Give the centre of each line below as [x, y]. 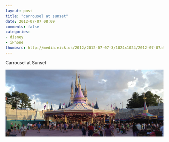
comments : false [22, 27]
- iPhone [14, 43]
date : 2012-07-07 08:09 [30, 21]
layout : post [19, 11]
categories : [18, 32]
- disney [14, 37]
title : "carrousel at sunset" [37, 16]
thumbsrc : [16, 48]
